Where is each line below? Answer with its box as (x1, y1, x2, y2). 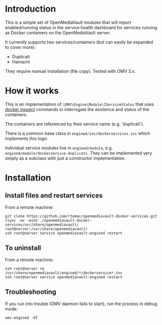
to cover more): (5, 44, 36, 50)
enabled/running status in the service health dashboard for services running (5, 24, 158, 30)
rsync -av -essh (5, 218, 38, 223)
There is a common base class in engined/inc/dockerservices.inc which (5, 130, 150, 136)
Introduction (5, 3, 56, 15)
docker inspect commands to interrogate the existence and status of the (5, 106, 149, 112)
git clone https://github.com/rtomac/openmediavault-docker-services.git (5, 213, 158, 219)
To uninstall (5, 244, 41, 252)
